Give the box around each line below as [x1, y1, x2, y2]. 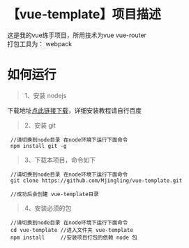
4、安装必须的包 [24, 204, 72, 212]
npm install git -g [10, 142, 68, 149]
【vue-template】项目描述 [7, 6, 162, 22]
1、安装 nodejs [24, 91, 67, 99]
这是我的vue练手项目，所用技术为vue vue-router [7, 31, 146, 39]
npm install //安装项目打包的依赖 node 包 [10, 234, 137, 241]
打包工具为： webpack [7, 39, 73, 48]
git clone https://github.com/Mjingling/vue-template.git [10, 177, 183, 184]
